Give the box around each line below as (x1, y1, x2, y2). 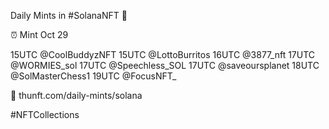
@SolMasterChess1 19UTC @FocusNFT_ (10, 70, 177, 82)
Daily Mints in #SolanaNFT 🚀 (10, 10, 128, 21)
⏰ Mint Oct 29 (10, 29, 69, 40)
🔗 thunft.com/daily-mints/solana (10, 90, 143, 101)
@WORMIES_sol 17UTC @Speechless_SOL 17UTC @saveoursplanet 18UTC (10, 60, 320, 71)
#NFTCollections (10, 109, 80, 120)
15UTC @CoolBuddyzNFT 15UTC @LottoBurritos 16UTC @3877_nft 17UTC (10, 49, 316, 60)
